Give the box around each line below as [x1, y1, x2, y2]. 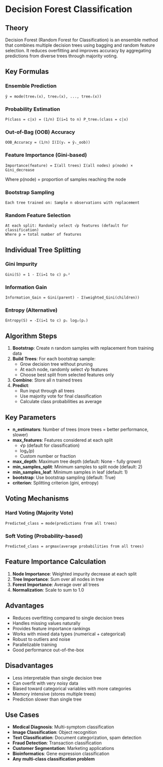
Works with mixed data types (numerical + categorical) [12, 631, 126, 637]
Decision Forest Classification [5, 4, 132, 15]
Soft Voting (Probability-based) [5, 532, 83, 539]
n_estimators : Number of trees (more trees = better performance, [12, 426, 149, 433]
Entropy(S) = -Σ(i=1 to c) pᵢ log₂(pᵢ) [5, 318, 88, 323]
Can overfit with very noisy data [12, 680, 78, 686]
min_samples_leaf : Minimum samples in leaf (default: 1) [12, 469, 128, 475]
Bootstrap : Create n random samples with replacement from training [12, 345, 154, 351]
